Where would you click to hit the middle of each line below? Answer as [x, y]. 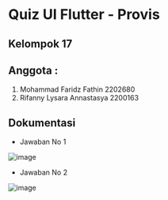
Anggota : [33, 70]
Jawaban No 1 [43, 142]
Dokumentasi [42, 123]
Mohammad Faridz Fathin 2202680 [77, 89]
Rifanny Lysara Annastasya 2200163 [79, 98]
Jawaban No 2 [44, 172]
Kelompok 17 [40, 44]
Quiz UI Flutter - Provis [84, 15]
